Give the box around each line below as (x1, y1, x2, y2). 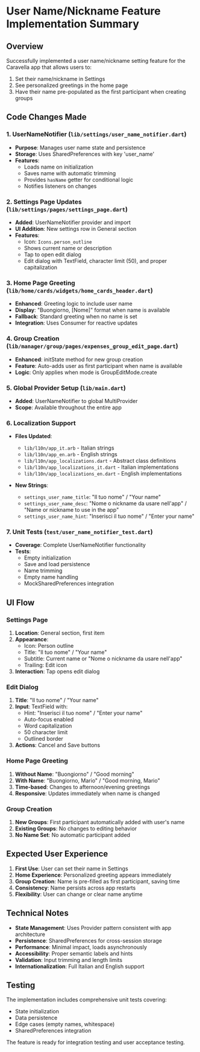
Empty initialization (23, 554, 71, 561)
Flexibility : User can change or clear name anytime (14, 890, 143, 898)
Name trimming (23, 567, 63, 575)
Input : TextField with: (14, 703, 68, 711)
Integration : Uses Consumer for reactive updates (14, 319, 138, 327)
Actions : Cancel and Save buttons (14, 741, 101, 749)
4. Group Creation (6, 334, 60, 343)
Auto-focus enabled (23, 716, 74, 723)
